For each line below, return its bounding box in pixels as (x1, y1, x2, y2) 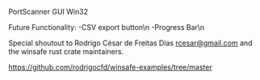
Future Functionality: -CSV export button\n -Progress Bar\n (8, 23, 205, 32)
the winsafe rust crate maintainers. (8, 47, 124, 56)
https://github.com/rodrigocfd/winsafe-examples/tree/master (8, 62, 212, 72)
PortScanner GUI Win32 (8, 7, 89, 16)
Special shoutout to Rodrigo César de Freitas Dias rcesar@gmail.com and (8, 38, 253, 48)
